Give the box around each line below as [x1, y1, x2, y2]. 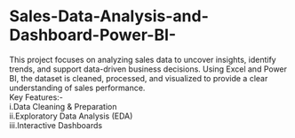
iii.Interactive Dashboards [9, 119, 103, 130]
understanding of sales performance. [9, 82, 146, 93]
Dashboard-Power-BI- [9, 25, 177, 45]
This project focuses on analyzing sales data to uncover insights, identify [9, 54, 277, 65]
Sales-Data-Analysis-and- [9, 6, 209, 27]
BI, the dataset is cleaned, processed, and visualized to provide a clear [9, 73, 268, 83]
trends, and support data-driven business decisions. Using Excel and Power [9, 64, 287, 74]
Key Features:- [9, 91, 64, 103]
